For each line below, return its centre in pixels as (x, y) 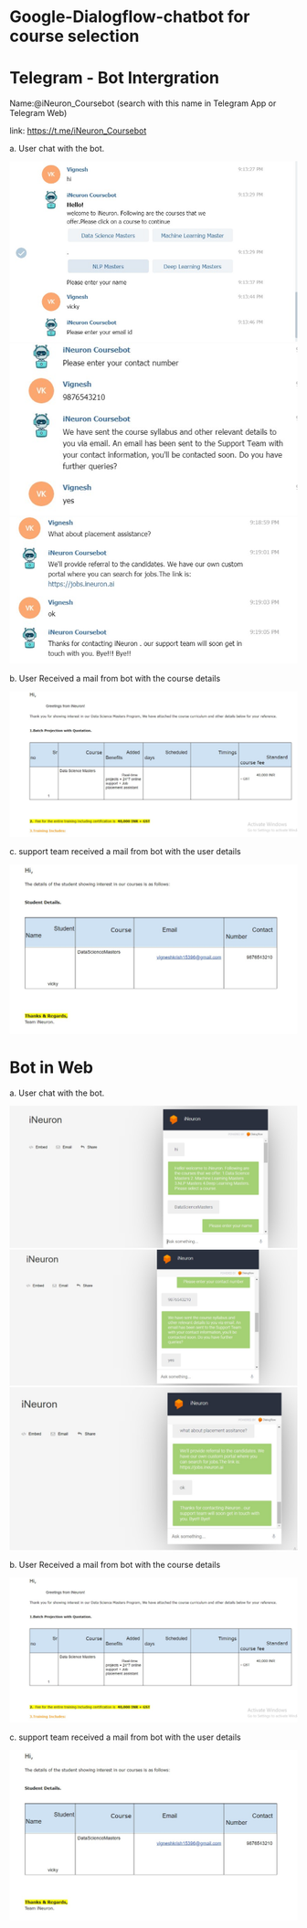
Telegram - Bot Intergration (114, 78)
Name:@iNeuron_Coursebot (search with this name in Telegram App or (143, 103)
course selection (74, 36)
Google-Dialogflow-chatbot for (130, 17)
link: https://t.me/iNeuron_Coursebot (78, 131)
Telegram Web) (38, 113)
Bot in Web (52, 1068)
